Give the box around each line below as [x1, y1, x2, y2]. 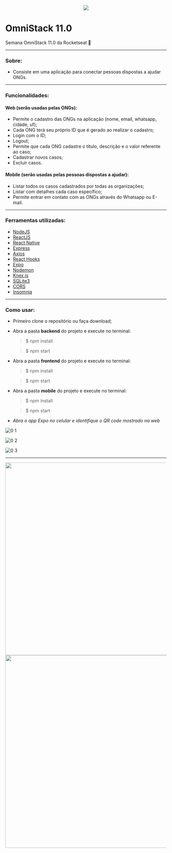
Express [12, 245, 30, 251]
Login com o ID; [12, 133, 47, 139]
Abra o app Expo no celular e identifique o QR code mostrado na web [12, 418, 160, 424]
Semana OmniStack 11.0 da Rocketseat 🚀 [5, 39, 91, 46]
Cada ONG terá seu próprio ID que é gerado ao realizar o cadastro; [12, 127, 155, 133]
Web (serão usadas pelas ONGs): [5, 104, 78, 110]
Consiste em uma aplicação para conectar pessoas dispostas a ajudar [12, 69, 161, 75]
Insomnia [12, 288, 32, 295]
